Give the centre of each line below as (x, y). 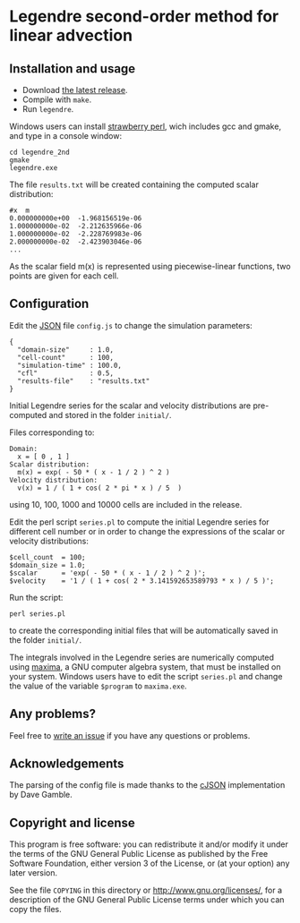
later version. (34, 873)
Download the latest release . (75, 90)
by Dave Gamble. (41, 795)
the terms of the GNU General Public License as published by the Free (139, 854)
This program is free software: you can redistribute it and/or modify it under (149, 844)
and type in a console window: (66, 136)
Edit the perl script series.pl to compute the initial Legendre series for (140, 522)
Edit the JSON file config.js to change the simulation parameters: (131, 325)
